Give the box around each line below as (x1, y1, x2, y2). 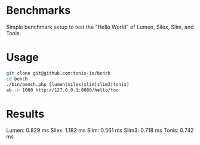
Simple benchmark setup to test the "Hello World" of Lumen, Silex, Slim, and (6, 23, 194, 30)
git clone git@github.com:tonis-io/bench (6, 70, 111, 76)
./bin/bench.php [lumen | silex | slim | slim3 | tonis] (6, 81, 130, 87)
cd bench (6, 76, 28, 82)
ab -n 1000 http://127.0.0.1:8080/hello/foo (6, 87, 119, 93)
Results (6, 107, 45, 121)
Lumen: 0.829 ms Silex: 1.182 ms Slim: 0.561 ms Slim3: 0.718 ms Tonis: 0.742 (6, 127, 194, 134)
